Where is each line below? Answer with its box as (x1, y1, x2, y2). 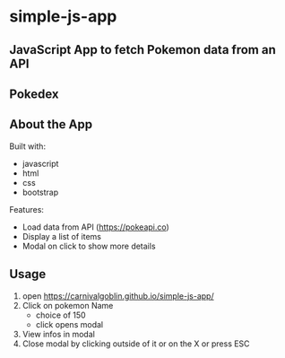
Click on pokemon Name (22, 300, 114, 310)
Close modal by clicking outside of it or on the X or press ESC (22, 338, 250, 349)
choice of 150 (35, 310, 87, 320)
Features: (9, 204, 45, 214)
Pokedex (9, 86, 60, 101)
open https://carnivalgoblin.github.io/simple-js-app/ (22, 290, 214, 301)
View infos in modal (22, 328, 96, 339)
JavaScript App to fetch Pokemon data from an (9, 42, 276, 57)
